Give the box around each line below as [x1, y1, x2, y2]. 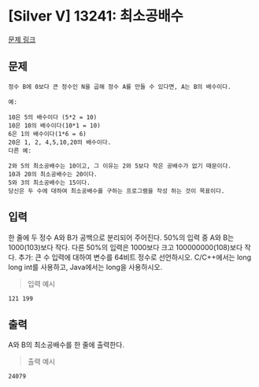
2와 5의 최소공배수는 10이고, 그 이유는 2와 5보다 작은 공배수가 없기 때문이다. [8, 162, 232, 170]
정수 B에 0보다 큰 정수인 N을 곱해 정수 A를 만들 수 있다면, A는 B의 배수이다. [8, 83, 231, 90]
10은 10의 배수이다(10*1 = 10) [8, 121, 101, 130]
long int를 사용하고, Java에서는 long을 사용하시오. [8, 262, 163, 271]
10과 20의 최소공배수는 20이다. [8, 170, 98, 178]
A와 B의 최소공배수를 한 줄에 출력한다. [8, 340, 124, 350]
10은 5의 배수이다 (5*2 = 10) [8, 113, 98, 121]
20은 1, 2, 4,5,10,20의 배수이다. [8, 138, 112, 146]
